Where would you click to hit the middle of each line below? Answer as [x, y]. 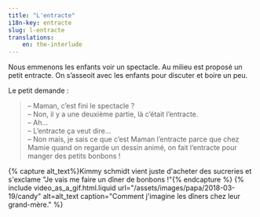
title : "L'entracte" [42, 15]
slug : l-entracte [37, 30]
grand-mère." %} [36, 204]
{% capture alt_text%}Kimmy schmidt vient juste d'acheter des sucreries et [130, 171]
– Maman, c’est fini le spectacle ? [81, 106]
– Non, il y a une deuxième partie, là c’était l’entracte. [113, 114]
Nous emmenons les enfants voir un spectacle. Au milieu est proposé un [125, 67]
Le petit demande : [38, 90]
